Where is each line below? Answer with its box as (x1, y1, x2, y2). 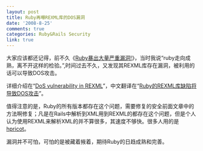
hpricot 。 (6, 125, 30, 132)
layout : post (6, 8, 39, 15)
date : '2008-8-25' (6, 20, 53, 26)
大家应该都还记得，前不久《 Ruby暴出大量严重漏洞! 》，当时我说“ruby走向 (6, 54, 186, 61)
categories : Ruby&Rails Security (6, 31, 91, 37)
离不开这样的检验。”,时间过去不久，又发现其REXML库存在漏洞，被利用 (16, 62, 190, 69)
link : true (6, 37, 34, 43)
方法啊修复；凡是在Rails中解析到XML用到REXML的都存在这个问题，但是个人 (6, 110, 196, 117)
